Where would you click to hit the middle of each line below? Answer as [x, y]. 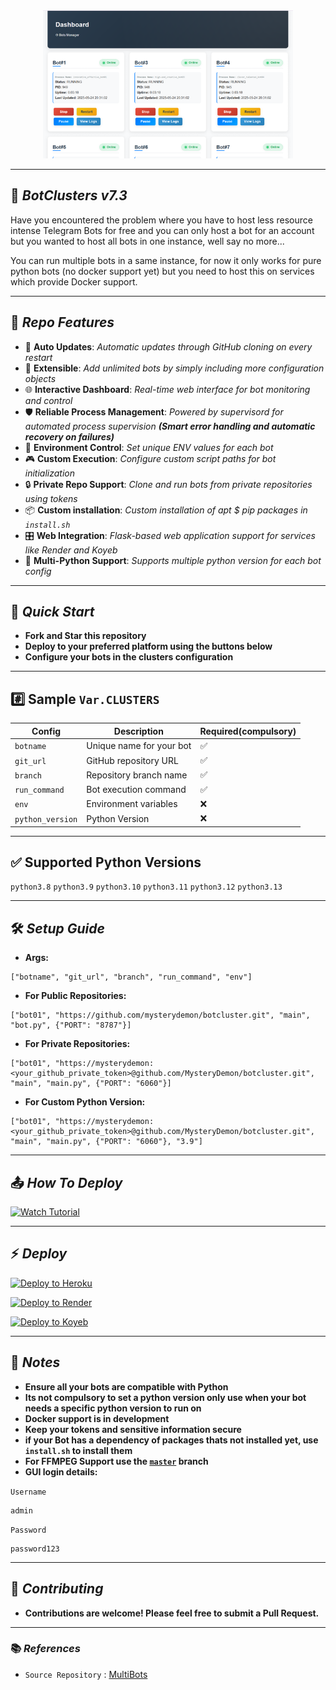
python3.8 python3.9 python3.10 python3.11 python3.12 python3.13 [146, 887]
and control [48, 400]
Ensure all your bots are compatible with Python [126, 1386]
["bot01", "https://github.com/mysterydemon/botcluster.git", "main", [160, 1015]
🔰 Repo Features [62, 322]
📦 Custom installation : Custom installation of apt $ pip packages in [166, 510]
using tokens [51, 498]
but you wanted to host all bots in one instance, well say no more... [147, 241]
